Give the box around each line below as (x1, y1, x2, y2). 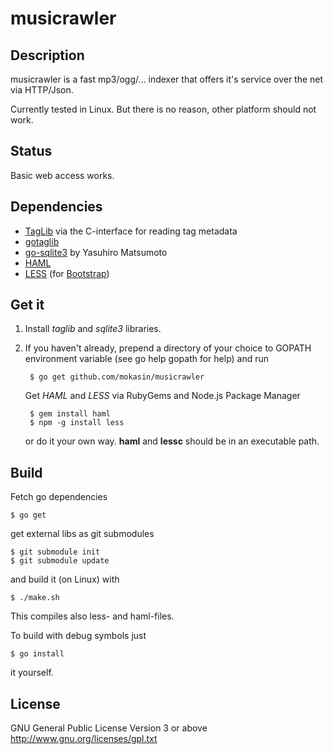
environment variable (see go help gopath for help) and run (24, 353, 270, 365)
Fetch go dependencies (10, 491, 108, 503)
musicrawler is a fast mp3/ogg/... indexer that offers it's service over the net (10, 73, 324, 85)
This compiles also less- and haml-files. (10, 610, 175, 622)
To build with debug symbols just (10, 630, 147, 642)
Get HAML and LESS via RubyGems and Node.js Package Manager (24, 390, 301, 402)
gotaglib (24, 235, 60, 247)
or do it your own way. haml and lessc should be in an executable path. (24, 435, 320, 447)
